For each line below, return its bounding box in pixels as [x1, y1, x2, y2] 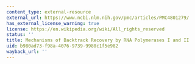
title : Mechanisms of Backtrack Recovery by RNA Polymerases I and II [6, 37, 190, 43]
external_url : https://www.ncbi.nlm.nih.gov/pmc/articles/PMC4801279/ [6, 15, 190, 21]
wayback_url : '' [6, 49, 48, 55]
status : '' [6, 32, 34, 38]
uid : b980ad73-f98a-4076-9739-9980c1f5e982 [6, 43, 119, 49]
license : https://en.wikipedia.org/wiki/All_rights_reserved [6, 26, 165, 32]
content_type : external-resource [6, 9, 91, 15]
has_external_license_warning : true [6, 20, 99, 26]
